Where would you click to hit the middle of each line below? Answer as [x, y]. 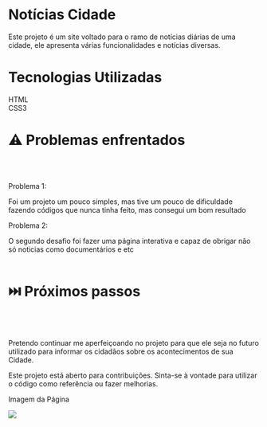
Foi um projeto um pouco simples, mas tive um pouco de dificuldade [121, 202]
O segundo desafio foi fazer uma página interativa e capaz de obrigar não [130, 241]
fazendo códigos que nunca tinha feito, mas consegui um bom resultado [127, 210]
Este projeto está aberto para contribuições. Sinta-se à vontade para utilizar [133, 375]
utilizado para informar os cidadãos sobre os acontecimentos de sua [121, 351]
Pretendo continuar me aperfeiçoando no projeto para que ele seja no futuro [133, 343]
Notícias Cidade [62, 15]
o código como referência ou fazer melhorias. [83, 383]
